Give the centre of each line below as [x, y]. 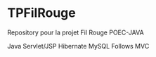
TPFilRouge [41, 13]
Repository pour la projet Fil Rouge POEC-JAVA [76, 32]
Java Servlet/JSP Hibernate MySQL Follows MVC [78, 46]
